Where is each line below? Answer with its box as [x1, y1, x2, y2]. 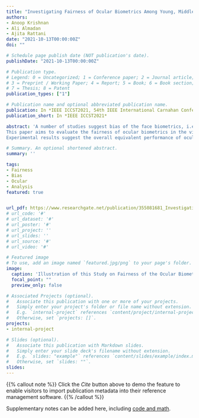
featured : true [6, 189, 44, 195]
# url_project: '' [6, 227, 52, 233]
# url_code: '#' [6, 210, 46, 217]
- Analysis [6, 184, 33, 190]
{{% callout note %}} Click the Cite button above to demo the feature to [6, 381, 181, 388]
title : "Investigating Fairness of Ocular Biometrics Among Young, [6, 8, 176, 15]
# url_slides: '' [6, 232, 49, 238]
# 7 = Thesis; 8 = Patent [6, 86, 70, 92]
